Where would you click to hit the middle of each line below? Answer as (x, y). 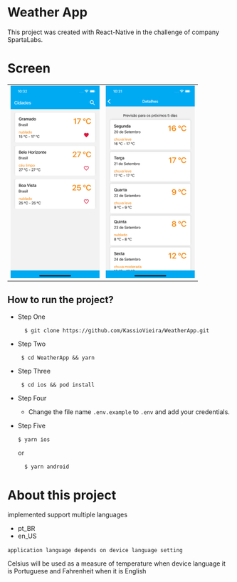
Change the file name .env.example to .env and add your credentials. (129, 412)
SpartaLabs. (25, 39)
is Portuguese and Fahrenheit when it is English (77, 571)
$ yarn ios (34, 440)
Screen (29, 69)
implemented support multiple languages (68, 515)
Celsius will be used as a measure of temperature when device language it (117, 564)
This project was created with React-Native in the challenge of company (113, 32)
